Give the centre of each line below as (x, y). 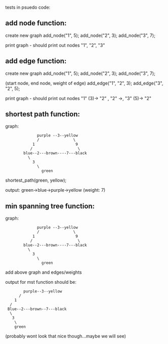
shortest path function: (43, 114)
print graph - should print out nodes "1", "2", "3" (55, 45)
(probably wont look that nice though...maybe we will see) (66, 336)
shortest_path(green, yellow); (36, 180)
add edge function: (36, 61)
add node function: (36, 23)
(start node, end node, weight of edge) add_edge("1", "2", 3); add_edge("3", (84, 83)
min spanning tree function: (50, 206)
